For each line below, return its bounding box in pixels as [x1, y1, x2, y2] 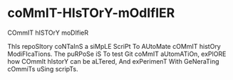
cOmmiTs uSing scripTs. [7, 64, 78, 73]
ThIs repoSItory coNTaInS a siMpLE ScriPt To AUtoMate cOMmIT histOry [7, 42, 221, 50]
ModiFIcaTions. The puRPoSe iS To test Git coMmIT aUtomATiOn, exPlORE [7, 50, 227, 58]
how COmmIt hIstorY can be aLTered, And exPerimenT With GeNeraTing [7, 57, 219, 65]
